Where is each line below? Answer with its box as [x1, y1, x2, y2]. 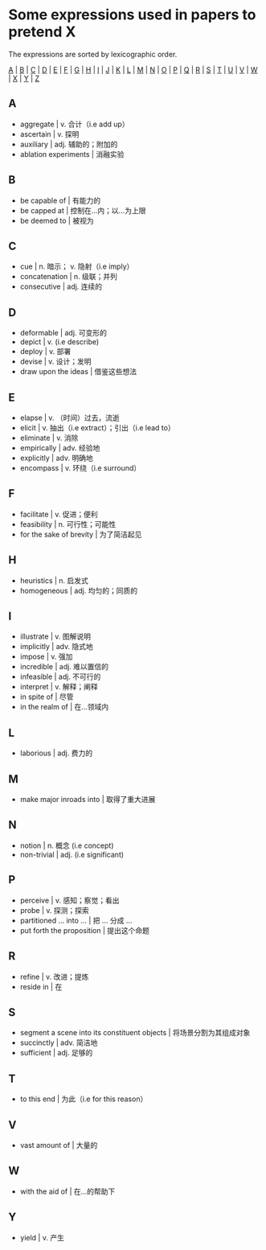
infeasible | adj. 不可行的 [19, 672, 101, 681]
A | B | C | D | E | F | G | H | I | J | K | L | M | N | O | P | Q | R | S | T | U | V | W [8, 64, 259, 74]
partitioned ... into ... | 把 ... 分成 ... [19, 915, 133, 925]
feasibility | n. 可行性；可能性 [19, 519, 117, 528]
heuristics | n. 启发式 [19, 575, 88, 585]
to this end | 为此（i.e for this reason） [19, 1094, 148, 1104]
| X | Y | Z [8, 73, 40, 83]
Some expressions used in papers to [8, 6, 256, 24]
